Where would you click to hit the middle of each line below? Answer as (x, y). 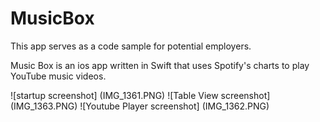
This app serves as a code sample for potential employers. (131, 46)
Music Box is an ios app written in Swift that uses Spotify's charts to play (160, 65)
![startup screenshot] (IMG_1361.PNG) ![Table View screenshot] (140, 95)
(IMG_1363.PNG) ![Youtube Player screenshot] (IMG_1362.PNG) (140, 106)
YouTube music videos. (58, 76)
